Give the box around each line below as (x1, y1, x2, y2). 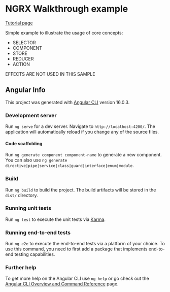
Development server (5, 112, 57, 119)
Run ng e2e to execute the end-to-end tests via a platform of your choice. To (5, 241, 165, 247)
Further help (5, 264, 37, 271)
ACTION (12, 61, 30, 67)
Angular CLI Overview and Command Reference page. (5, 281, 119, 287)
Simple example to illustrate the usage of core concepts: (5, 29, 123, 36)
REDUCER (12, 55, 34, 61)
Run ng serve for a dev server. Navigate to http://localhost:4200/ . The (5, 123, 156, 129)
